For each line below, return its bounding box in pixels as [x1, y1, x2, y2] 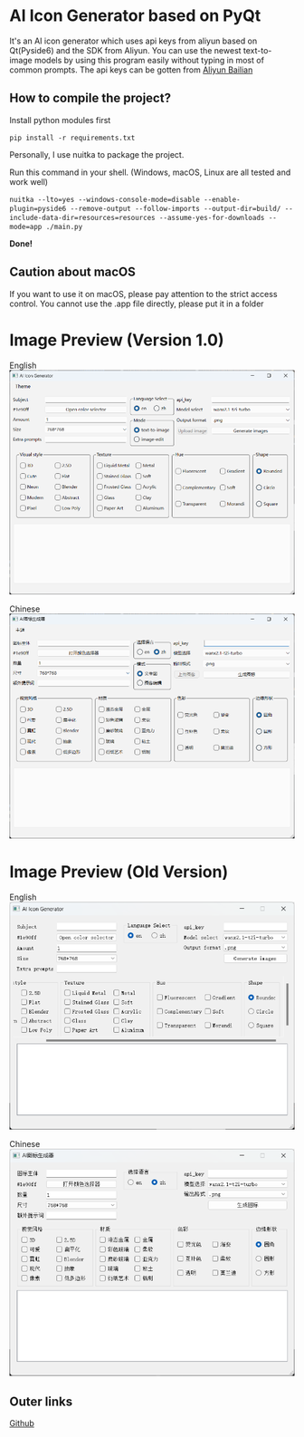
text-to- [242, 44, 272, 55]
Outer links [9, 1394, 73, 1409]
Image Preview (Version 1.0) [9, 330, 224, 350]
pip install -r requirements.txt [9, 133, 136, 142]
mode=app [9, 222, 43, 231]
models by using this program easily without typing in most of [34, 54, 265, 65]
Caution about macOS [9, 265, 136, 280]
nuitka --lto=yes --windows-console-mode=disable [9, 195, 201, 204]
